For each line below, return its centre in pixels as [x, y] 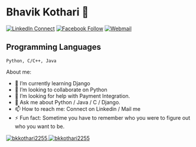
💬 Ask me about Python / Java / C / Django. [68, 102]
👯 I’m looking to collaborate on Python [61, 90]
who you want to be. [40, 126]
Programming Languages [54, 47]
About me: [19, 72]
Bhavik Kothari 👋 [48, 12]
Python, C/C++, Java [32, 61]
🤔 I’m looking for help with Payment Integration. [72, 96]
